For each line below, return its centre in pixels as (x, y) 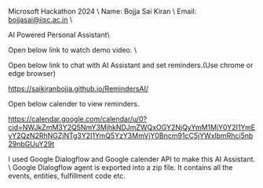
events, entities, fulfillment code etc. (67, 176)
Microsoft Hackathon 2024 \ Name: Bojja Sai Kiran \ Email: (102, 11)
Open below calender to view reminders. (74, 104)
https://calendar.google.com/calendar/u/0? (78, 119)
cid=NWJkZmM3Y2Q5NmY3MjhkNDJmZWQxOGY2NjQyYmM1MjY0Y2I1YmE (132, 127)
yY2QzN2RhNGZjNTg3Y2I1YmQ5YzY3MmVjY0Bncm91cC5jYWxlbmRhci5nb (131, 136)
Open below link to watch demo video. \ (73, 50)
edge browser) (32, 73)
